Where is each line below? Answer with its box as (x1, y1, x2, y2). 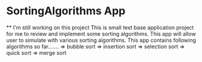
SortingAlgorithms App (6, 4, 126, 18)
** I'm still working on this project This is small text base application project (6, 24, 194, 31)
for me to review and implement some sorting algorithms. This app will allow (6, 30, 197, 37)
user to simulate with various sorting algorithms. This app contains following (6, 36, 197, 44)
